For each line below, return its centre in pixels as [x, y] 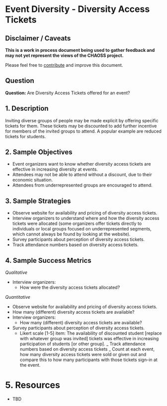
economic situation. [33, 180]
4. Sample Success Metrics [48, 260]
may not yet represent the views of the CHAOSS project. [64, 55]
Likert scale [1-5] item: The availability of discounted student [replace [91, 333]
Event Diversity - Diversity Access [78, 9]
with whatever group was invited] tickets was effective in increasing [89, 339]
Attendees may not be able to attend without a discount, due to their [82, 175]
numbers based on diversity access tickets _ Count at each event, [87, 349]
